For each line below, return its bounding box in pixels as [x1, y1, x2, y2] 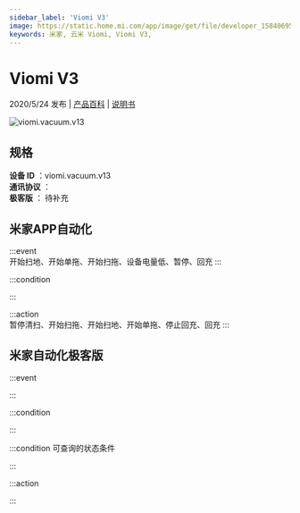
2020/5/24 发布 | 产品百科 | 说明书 [9, 99, 136, 110]
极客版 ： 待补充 [9, 193, 69, 204]
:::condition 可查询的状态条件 [9, 442, 116, 453]
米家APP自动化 [9, 221, 92, 237]
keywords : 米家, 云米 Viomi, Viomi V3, [9, 29, 153, 38]
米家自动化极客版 [9, 348, 104, 363]
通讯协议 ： [9, 181, 51, 192]
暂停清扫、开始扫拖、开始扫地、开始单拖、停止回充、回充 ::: [9, 319, 230, 330]
